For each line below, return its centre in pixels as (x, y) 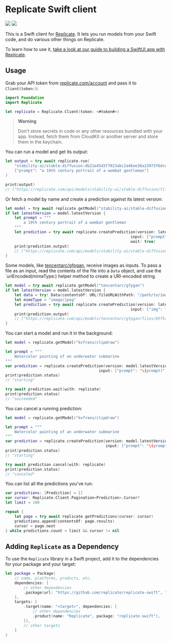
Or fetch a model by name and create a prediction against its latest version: (84, 199)
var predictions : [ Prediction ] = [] (44, 493)
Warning (27, 121)
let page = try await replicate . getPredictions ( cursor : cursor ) (84, 516)
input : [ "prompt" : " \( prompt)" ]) (134, 371)
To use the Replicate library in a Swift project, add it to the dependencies (82, 559)
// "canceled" (20, 474)
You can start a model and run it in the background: (59, 333)
